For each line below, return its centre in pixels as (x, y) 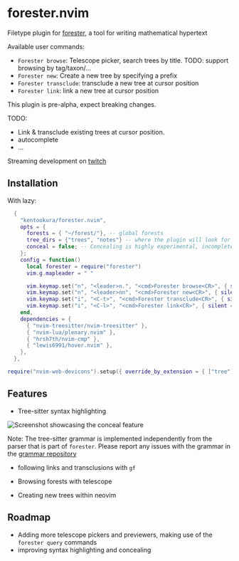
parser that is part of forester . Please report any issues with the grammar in (119, 446)
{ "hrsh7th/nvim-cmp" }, (63, 339)
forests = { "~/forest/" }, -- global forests (95, 234)
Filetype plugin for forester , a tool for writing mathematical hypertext (107, 33)
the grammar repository (42, 453)
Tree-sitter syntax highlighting (62, 411)
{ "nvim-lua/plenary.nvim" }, (71, 332)
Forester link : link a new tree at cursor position (88, 90)
